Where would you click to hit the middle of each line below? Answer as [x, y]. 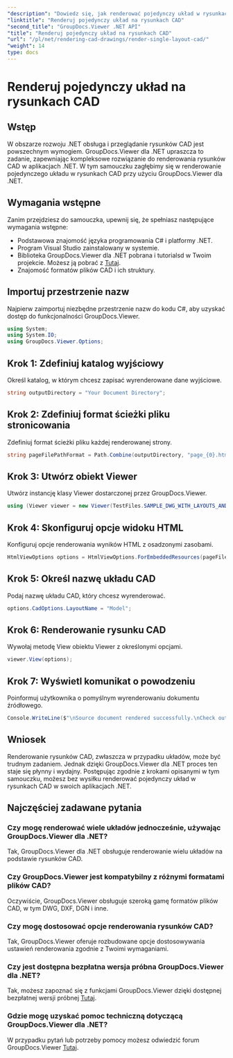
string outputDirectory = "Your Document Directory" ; [87, 393]
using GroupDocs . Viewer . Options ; [55, 342]
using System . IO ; [32, 335]
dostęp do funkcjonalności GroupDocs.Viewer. [74, 316]
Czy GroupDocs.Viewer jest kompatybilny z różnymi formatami [116, 877]
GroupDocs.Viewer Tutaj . [43, 1047]
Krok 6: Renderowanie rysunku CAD [87, 630]
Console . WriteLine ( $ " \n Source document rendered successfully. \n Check [111, 718]
